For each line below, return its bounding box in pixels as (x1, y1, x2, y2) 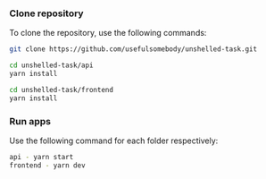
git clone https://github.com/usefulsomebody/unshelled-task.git (9, 45, 257, 54)
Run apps (9, 115, 52, 127)
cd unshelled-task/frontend (9, 85, 114, 94)
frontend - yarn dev (9, 160, 87, 170)
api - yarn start (9, 152, 74, 161)
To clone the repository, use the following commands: (9, 28, 207, 38)
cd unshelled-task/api (9, 61, 94, 70)
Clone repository (9, 7, 84, 20)
